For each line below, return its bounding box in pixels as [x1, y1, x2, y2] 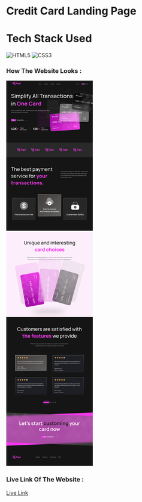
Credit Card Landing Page [6, 4, 137, 18]
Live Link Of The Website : [6, 476, 84, 484]
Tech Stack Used [6, 32, 92, 46]
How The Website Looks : [6, 67, 82, 75]
